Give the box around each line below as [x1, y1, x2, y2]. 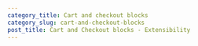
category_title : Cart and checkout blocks [7, 11, 148, 19]
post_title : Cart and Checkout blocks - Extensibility [7, 26, 191, 34]
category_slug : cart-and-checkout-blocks [7, 19, 145, 27]
